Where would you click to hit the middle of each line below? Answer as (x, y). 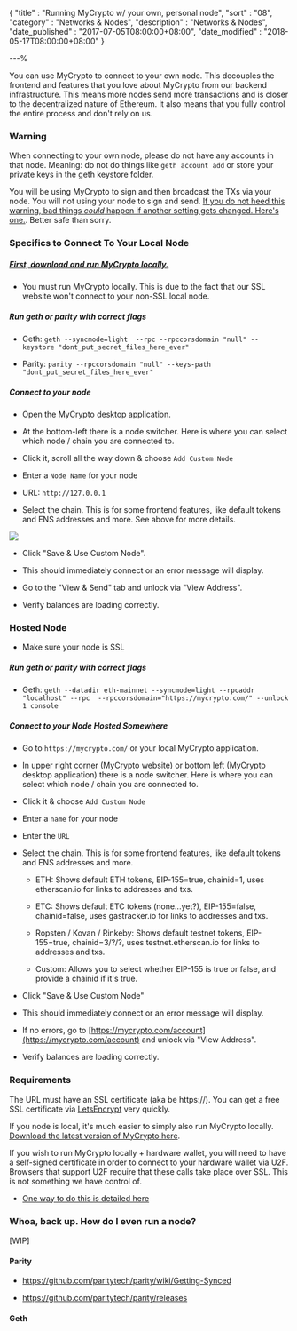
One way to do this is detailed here (86, 1198)
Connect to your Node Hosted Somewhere (89, 725)
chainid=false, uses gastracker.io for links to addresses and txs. (152, 916)
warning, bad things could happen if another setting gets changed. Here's (144, 211)
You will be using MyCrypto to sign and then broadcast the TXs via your (141, 192)
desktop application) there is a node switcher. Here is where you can (147, 775)
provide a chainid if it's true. (86, 979)
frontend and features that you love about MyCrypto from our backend (138, 85)
